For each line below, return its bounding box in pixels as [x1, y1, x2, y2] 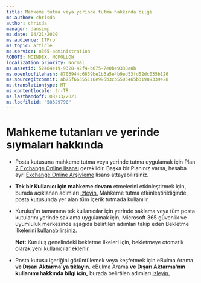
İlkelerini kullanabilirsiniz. [14, 227, 77, 234]
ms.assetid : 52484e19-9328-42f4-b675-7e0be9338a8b [6, 65, 136, 72]
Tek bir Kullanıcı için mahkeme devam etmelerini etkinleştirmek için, [14, 182, 187, 190]
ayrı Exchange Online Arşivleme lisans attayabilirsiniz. [14, 171, 149, 178]
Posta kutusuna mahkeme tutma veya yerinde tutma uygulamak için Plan [14, 158, 196, 165]
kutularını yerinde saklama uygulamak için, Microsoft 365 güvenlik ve [14, 213, 187, 221]
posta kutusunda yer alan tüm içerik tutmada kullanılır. [14, 195, 150, 203]
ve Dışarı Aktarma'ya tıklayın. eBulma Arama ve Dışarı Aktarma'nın [14, 263, 186, 270]
